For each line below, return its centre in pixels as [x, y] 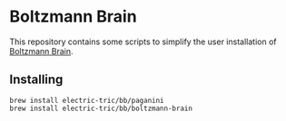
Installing [36, 80]
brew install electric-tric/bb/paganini [87, 100]
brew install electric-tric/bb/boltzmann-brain [101, 108]
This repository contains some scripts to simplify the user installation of [143, 42]
